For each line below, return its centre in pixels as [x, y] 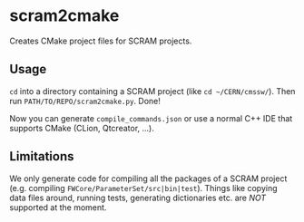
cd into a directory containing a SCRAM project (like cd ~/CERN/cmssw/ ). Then [152, 91]
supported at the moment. [58, 207]
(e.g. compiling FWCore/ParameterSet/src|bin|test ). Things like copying [144, 188]
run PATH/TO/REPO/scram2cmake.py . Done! [85, 101]
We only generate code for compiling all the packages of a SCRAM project [148, 179]
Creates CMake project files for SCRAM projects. [101, 41]
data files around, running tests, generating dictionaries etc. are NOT [138, 198]
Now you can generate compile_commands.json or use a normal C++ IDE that [151, 118]
